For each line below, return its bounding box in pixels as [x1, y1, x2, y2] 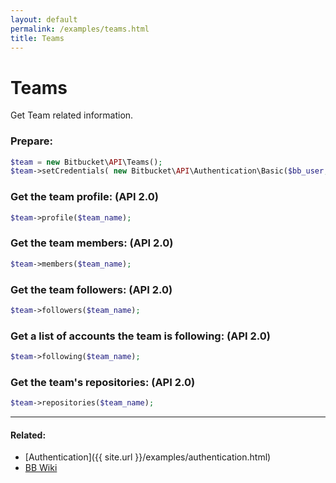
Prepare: [10, 134, 54, 148]
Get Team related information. [10, 109, 134, 121]
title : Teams [10, 33, 65, 43]
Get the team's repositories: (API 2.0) [10, 375, 196, 389]
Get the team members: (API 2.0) [10, 236, 174, 250]
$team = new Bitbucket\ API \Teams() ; [10, 157, 163, 167]
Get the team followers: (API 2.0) [10, 282, 173, 296]
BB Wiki [24, 462, 58, 474]
